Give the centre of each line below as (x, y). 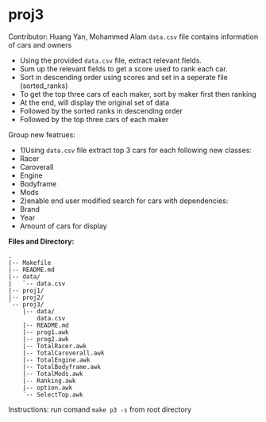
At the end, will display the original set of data (94, 102)
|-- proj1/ (26, 290)
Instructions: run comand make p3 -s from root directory (100, 409)
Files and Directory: (41, 241)
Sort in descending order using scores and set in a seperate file (123, 77)
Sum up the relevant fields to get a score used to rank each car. (123, 68)
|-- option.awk (48, 387)
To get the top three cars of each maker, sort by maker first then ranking (138, 94)
